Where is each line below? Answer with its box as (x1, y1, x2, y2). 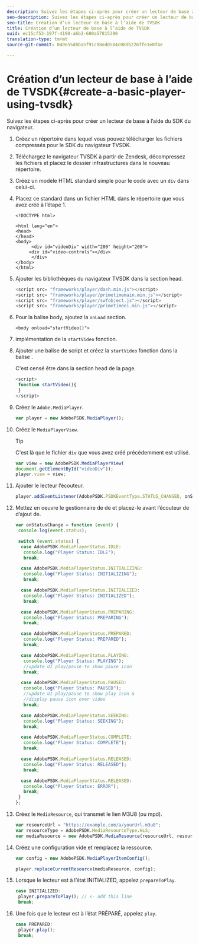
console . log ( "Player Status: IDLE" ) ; (23, 549, 116, 555)
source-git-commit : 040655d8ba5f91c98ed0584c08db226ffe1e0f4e (6, 42, 163, 48)
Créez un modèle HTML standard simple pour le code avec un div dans (15, 177, 190, 184)
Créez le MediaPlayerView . (15, 425, 79, 433)
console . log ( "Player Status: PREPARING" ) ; (23, 615, 129, 621)
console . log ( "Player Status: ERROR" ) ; (23, 783, 119, 789)
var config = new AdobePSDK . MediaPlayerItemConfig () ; (15, 855, 151, 861)
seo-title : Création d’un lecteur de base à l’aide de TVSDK (6, 20, 161, 26)
